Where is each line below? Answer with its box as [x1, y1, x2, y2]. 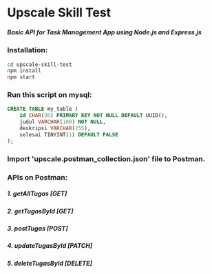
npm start [7, 74, 36, 81]
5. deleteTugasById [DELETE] [7, 259, 93, 267]
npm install [7, 67, 41, 74]
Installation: [7, 45, 48, 55]
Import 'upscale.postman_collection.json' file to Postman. [7, 154, 206, 163]
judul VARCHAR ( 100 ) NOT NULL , [19, 118, 107, 125]
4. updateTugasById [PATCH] [7, 242, 93, 250]
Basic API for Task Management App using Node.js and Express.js [7, 28, 202, 36]
